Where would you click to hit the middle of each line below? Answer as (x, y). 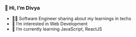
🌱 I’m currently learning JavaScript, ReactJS (57, 29)
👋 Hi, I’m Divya (22, 8)
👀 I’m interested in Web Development (50, 24)
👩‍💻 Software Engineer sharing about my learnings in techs (71, 19)
